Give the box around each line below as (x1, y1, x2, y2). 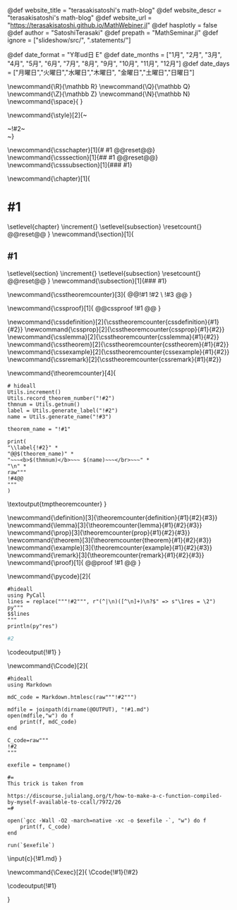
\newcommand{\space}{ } (7, 97, 83, 105)
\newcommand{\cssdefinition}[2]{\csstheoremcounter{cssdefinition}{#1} (7, 317, 220, 326)
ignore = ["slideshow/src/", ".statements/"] (7, 36, 131, 44)
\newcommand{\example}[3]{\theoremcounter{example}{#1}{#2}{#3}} (7, 543, 213, 552)
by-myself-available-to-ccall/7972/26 (7, 799, 121, 806)
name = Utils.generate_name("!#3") (7, 413, 112, 420)
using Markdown (7, 681, 52, 688)
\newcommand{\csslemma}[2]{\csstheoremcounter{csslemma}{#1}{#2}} (7, 332, 220, 341)
